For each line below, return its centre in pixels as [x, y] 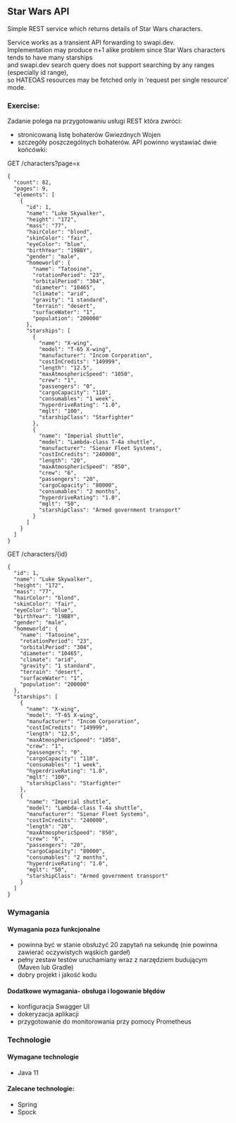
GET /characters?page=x [44, 164]
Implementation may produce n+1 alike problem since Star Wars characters [116, 49]
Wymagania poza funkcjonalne [54, 929]
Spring [27, 1104]
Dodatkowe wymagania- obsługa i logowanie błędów [86, 991]
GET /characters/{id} [38, 554]
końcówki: [32, 150]
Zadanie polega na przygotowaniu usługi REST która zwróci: [94, 121]
